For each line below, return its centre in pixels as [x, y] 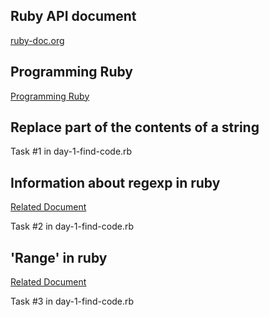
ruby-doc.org [37, 40]
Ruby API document [73, 16]
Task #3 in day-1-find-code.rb [72, 301]
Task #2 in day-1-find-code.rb [72, 226]
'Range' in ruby [59, 257]
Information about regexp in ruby [115, 182]
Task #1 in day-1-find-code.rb [71, 151]
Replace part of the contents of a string [135, 127]
